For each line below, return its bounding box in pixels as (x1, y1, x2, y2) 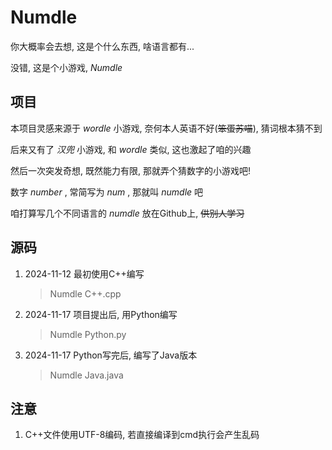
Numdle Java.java (49, 369, 124, 381)
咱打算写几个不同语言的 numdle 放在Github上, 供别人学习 (10, 207, 245, 219)
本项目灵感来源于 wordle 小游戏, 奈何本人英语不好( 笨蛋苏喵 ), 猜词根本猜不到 (10, 122, 323, 134)
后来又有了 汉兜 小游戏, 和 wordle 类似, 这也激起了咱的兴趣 (10, 143, 252, 155)
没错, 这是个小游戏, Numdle (10, 61, 123, 73)
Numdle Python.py (49, 328, 127, 340)
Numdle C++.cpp (49, 287, 122, 300)
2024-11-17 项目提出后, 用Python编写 (24, 308, 178, 320)
